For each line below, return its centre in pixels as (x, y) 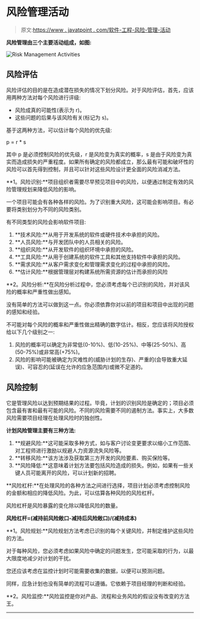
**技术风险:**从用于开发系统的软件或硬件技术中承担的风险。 (88, 234)
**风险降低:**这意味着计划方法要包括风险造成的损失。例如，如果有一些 (101, 465)
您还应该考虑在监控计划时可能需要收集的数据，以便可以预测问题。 (87, 571)
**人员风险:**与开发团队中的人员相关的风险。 (70, 242)
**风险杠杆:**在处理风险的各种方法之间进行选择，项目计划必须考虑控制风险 (98, 485)
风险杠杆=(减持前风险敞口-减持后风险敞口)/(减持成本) (71, 518)
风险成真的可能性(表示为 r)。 (50, 110)
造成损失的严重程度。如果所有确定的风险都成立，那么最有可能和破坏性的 (105, 162)
